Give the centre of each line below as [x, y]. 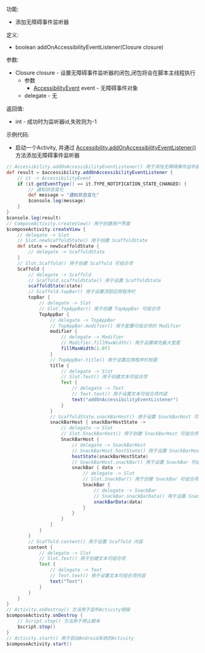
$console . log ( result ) [34, 218]
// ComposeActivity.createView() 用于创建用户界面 [68, 224]
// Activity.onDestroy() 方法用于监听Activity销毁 [68, 610]
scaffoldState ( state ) [56, 286]
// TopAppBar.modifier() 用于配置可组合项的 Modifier [115, 326]
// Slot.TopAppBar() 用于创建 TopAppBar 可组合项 [99, 308]
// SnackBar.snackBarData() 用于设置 [140, 496]
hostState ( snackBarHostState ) [110, 456]
